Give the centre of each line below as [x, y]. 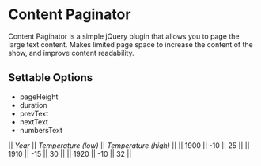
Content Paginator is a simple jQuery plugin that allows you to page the [124, 36]
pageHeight [39, 97]
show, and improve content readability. [71, 53]
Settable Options [51, 77]
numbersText [41, 130]
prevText [34, 113]
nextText [34, 122]
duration [33, 105]
